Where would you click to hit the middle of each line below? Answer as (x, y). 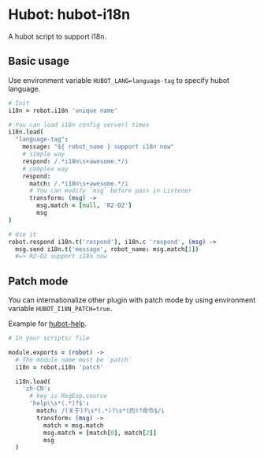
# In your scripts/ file (49, 338)
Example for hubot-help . (48, 324)
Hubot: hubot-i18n (69, 15)
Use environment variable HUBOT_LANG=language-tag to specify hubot (119, 80)
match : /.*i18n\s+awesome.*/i (78, 183)
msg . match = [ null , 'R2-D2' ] (84, 206)
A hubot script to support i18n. (57, 36)
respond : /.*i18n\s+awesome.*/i (75, 161)
